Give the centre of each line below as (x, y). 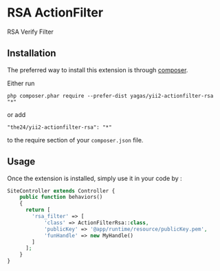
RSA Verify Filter (30, 32)
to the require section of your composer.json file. (75, 140)
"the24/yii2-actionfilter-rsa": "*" (59, 127)
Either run (21, 83)
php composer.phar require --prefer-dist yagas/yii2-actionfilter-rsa (110, 96)
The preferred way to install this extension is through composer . (98, 69)
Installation (32, 53)
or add (16, 114)
